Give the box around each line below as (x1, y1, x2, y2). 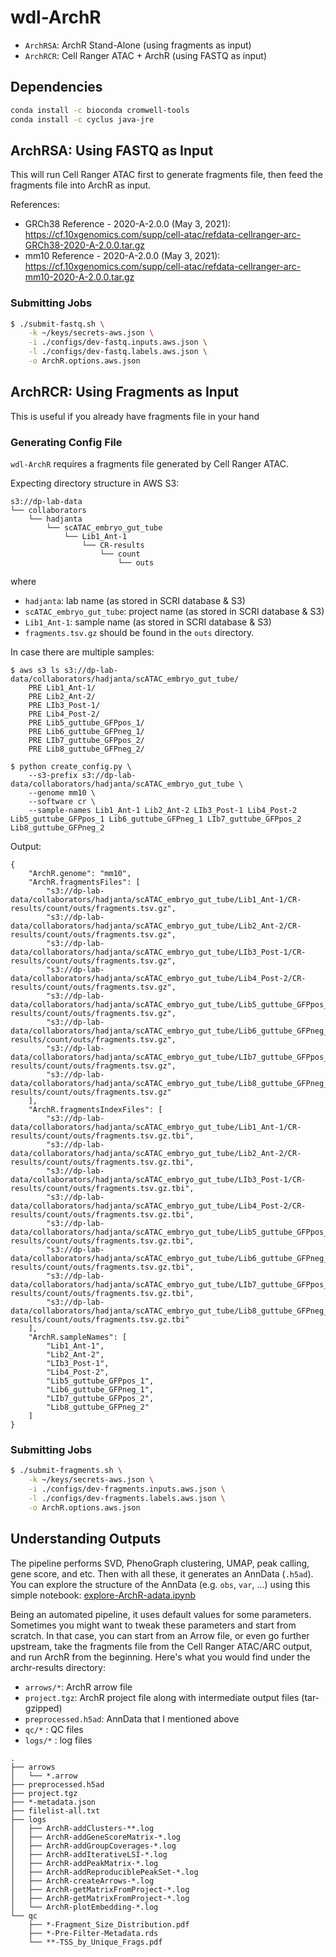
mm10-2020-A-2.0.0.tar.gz (24, 271, 135, 283)
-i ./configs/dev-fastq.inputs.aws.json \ (28, 337, 208, 348)
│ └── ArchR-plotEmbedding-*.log (10, 1902, 159, 1912)
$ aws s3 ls (10, 666, 60, 676)
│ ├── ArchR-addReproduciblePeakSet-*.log (10, 1867, 199, 1877)
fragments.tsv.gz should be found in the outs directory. (24, 627, 255, 639)
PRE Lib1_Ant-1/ (28, 683, 97, 693)
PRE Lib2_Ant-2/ (28, 692, 97, 702)
